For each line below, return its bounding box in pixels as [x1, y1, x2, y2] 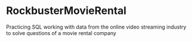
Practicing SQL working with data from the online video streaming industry [6, 23, 187, 30]
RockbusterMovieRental [6, 4, 127, 17]
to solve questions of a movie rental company [6, 29, 116, 36]
